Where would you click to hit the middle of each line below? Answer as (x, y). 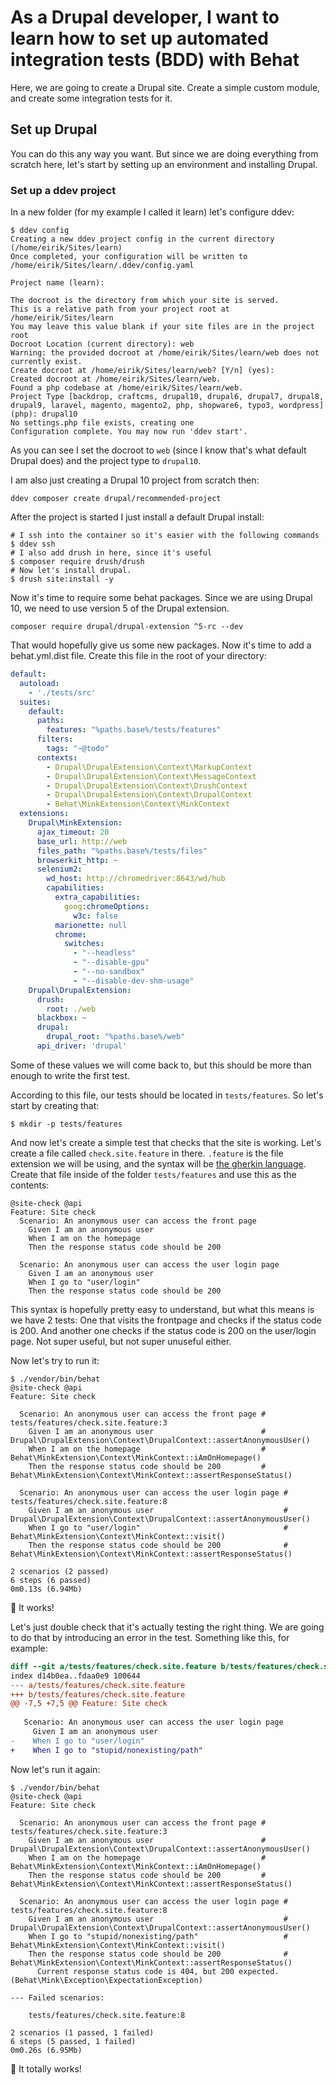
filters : (55, 739)
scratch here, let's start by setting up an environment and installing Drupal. (164, 164)
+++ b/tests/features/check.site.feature (98, 1694)
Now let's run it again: (55, 1769)
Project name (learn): (57, 283)
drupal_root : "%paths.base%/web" (116, 1037)
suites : (35, 702)
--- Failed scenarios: (57, 1997)
